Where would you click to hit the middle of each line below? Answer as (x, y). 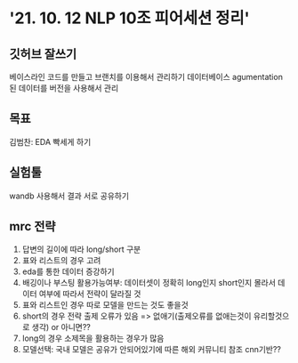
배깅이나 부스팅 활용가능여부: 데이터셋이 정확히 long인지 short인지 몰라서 (149, 283)
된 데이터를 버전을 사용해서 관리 (64, 88)
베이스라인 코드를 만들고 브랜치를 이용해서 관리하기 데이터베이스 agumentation (146, 77)
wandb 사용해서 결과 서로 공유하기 (69, 196)
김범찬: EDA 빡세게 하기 (50, 141)
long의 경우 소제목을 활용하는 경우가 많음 (93, 338)
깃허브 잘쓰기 (43, 54)
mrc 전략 (32, 226)
